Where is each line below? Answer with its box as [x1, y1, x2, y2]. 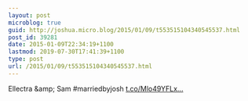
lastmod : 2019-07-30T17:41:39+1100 [8, 48, 125, 56]
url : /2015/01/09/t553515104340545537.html [8, 63, 153, 70]
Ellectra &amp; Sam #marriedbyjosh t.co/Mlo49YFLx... [8, 84, 184, 93]
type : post [8, 56, 44, 63]
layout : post [8, 11, 51, 20]
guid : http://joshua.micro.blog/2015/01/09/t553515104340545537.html [8, 26, 241, 34]
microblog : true [8, 19, 61, 27]
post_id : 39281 [8, 33, 58, 41]
